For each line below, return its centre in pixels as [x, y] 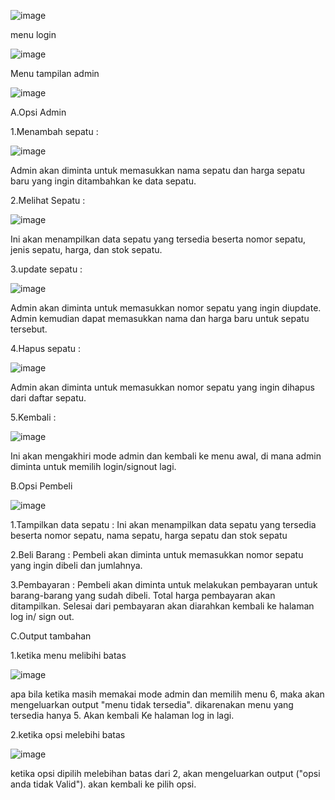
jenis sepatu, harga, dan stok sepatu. [86, 249]
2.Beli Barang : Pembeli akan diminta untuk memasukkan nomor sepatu [157, 554]
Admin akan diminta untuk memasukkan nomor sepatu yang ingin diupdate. [166, 308]
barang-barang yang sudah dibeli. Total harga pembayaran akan [143, 595]
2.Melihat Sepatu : [48, 200]
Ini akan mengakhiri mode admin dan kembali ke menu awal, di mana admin [166, 456]
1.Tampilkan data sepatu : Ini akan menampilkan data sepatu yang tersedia [163, 524]
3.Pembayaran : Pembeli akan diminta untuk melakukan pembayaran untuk [164, 584]
